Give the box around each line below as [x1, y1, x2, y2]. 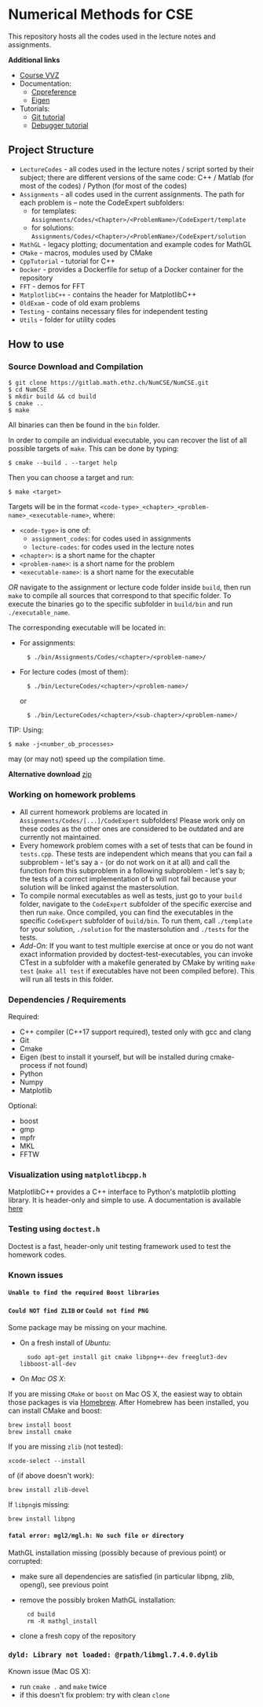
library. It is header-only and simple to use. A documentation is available [8, 1195, 242, 1205]
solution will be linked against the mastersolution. [19, 882, 179, 892]
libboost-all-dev [19, 1360, 77, 1369]
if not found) [47, 1061, 88, 1070]
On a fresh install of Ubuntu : [19, 1338, 111, 1347]
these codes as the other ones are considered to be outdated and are [19, 824, 245, 833]
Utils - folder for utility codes [19, 315, 116, 324]
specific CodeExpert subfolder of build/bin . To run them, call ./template [19, 915, 253, 926]
